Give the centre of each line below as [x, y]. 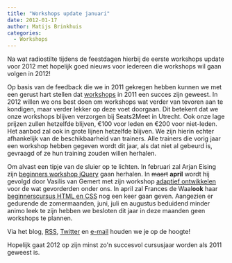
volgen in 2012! [29, 74]
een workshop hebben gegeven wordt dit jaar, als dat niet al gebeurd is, [110, 146]
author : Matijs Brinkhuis [44, 26]
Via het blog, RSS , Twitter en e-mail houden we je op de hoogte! [99, 232]
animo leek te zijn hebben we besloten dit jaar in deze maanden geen [106, 211]
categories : [24, 33]
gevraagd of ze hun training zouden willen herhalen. [82, 154]
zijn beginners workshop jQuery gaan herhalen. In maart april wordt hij [108, 174]
